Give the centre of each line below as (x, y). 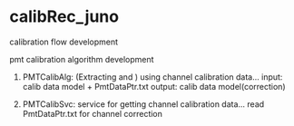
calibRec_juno (64, 17)
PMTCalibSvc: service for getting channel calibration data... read (143, 104)
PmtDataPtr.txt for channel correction (93, 113)
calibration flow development (64, 42)
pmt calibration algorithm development (82, 59)
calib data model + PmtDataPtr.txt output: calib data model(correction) (154, 86)
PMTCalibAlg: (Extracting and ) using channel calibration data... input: (152, 77)
